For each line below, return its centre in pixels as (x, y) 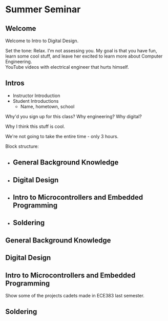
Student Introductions (36, 101)
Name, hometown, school (47, 106)
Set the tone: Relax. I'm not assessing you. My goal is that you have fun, (81, 51)
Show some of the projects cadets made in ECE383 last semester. (75, 295)
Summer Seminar (43, 10)
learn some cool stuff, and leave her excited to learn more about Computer (84, 56)
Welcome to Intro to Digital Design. (42, 41)
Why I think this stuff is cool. (35, 126)
